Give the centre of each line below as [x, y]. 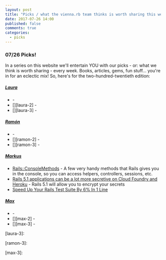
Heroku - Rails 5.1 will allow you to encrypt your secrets [68, 184]
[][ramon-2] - [26, 140]
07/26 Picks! [21, 54]
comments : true [21, 28]
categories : [17, 33]
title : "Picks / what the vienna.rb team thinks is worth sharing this [80, 14]
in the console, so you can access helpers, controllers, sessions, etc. [83, 174]
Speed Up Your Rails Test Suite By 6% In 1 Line [60, 190]
